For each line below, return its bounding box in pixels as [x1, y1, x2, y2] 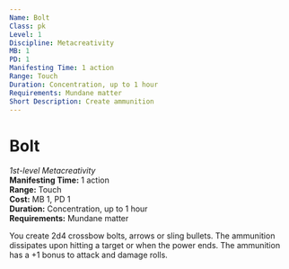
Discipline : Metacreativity [9, 38, 115, 48]
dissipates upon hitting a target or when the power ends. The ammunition [9, 240, 281, 251]
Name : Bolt [9, 13, 50, 22]
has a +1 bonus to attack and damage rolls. [9, 249, 168, 261]
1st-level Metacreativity [9, 166, 96, 176]
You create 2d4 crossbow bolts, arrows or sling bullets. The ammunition [9, 230, 276, 241]
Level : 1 [9, 30, 42, 39]
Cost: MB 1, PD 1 [9, 194, 71, 205]
